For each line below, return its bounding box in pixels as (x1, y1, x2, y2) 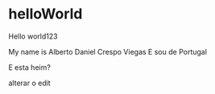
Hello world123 (8, 31, 58, 41)
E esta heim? (8, 62, 51, 72)
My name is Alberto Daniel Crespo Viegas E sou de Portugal (8, 47, 208, 56)
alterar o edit (8, 78, 51, 88)
